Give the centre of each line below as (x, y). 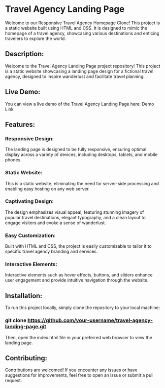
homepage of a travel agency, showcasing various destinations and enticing (82, 33)
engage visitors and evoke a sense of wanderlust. (56, 223)
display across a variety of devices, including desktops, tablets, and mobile (81, 155)
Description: (25, 54)
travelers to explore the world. (36, 39)
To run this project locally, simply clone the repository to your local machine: (82, 308)
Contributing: (26, 358)
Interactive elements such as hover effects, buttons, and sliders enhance (79, 275)
